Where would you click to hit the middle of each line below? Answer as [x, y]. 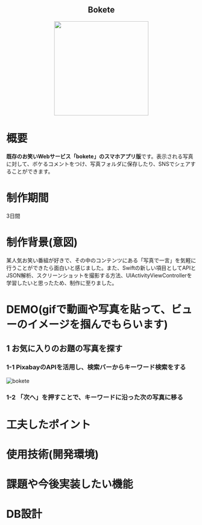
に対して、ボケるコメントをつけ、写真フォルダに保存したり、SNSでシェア [99, 164]
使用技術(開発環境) [53, 454]
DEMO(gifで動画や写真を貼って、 [89, 309]
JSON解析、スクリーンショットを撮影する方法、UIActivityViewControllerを [99, 275]
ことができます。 [32, 171]
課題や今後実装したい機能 [70, 484]
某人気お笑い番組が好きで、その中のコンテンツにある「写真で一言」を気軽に [101, 260]
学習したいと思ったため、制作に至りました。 [62, 283]
